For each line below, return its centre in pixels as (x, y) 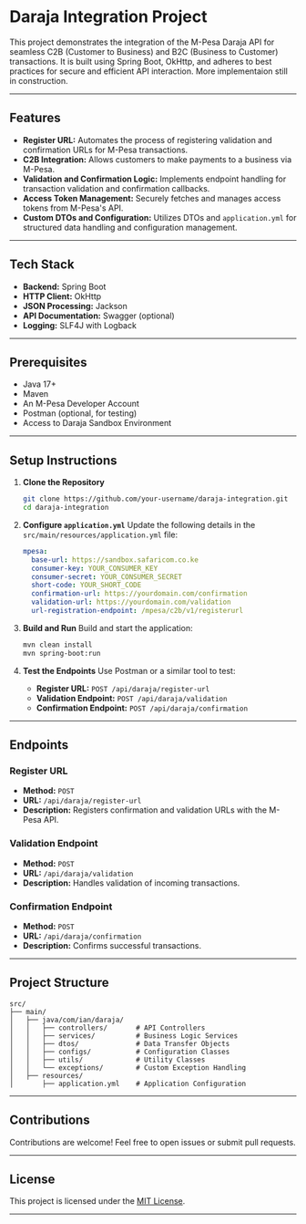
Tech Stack (42, 265)
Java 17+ (39, 384)
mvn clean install (57, 645)
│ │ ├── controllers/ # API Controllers (107, 1028)
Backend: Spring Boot (64, 286)
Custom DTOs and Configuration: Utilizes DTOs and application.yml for (159, 217)
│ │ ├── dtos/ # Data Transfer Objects (120, 1043)
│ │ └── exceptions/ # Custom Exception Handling (128, 1068)
